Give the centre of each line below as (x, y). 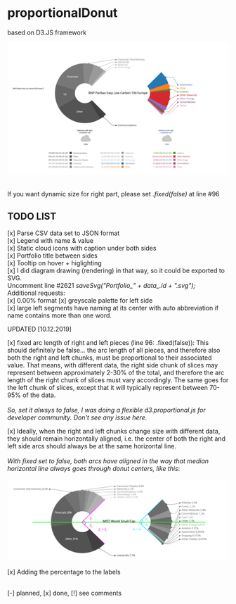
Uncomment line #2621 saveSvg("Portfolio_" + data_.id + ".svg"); (101, 285)
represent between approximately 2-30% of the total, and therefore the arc (116, 372)
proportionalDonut (63, 13)
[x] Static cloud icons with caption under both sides (82, 248)
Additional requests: (36, 293)
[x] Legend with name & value (50, 240)
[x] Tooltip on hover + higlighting (54, 263)
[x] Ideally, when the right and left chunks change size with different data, (114, 431)
